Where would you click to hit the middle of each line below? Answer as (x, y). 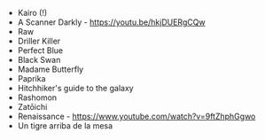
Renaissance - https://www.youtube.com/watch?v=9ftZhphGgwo (136, 116)
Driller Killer (39, 41)
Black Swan (39, 60)
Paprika (31, 78)
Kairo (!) (32, 13)
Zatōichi (32, 107)
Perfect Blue (40, 51)
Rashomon (37, 97)
